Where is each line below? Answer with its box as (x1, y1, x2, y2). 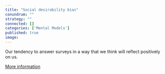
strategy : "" (5, 16, 32, 21)
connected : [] (5, 21, 35, 26)
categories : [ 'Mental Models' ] (5, 26, 70, 31)
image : (5, 35, 19, 40)
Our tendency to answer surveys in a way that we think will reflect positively (5, 48, 161, 55)
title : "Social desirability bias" (5, 7, 79, 12)
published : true (5, 30, 39, 35)
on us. (5, 54, 18, 60)
